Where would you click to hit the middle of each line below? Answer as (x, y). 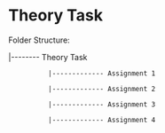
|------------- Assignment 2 (102, 89)
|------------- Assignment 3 (102, 104)
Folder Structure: (39, 40)
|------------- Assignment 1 (102, 73)
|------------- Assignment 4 (102, 120)
